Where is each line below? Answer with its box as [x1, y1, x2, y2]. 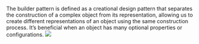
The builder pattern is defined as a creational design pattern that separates [6, 5, 193, 12]
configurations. [6, 31, 44, 38]
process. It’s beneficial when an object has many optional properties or [6, 24, 183, 31]
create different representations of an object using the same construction [6, 18, 189, 24]
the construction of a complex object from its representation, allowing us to [6, 11, 193, 18]
